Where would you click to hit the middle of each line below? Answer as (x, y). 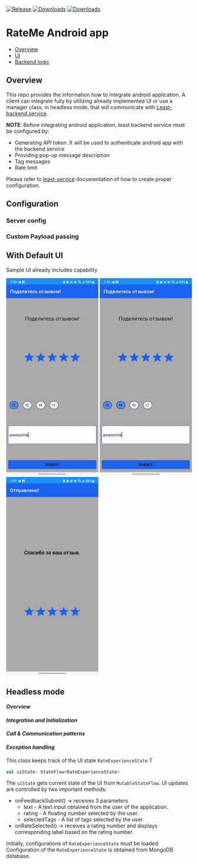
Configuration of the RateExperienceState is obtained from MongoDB (90, 850)
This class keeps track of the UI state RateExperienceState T (79, 760)
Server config (26, 221)
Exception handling (30, 747)
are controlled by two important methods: (57, 789)
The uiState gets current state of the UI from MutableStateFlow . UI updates (97, 783)
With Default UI (35, 256)
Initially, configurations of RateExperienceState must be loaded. (83, 843)
